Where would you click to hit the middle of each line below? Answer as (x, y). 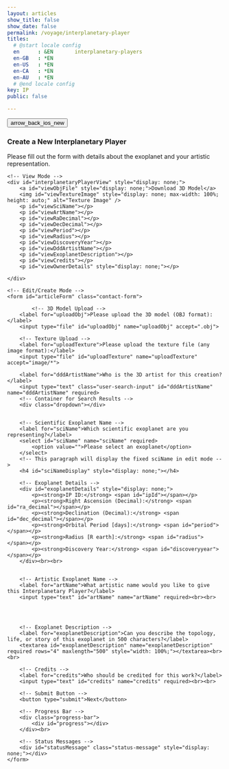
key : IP (18, 90)
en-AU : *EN (33, 77)
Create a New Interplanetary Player (67, 142)
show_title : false (33, 20)
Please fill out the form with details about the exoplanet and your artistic (109, 157)
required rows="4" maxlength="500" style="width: (80, 651)
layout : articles (32, 13)
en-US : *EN (33, 65)
